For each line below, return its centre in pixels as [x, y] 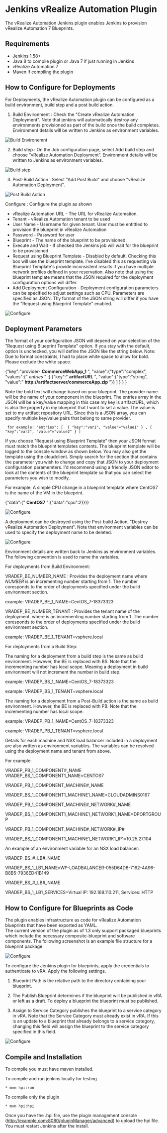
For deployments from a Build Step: [42, 647]
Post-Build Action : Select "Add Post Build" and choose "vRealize [79, 179]
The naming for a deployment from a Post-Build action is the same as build [82, 701]
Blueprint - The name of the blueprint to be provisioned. [69, 240]
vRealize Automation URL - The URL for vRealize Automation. [75, 214]
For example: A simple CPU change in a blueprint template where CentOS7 [82, 488]
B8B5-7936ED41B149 [27, 873]
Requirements [27, 44]
